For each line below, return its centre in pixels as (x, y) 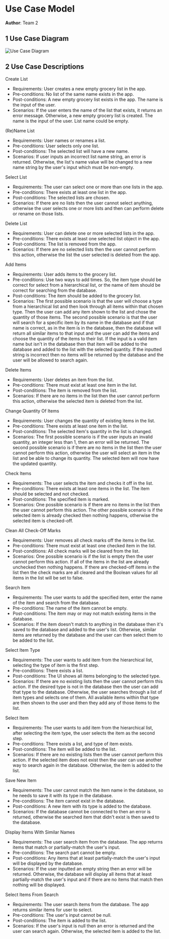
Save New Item (21, 780)
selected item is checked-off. (43, 520)
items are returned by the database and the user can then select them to (88, 635)
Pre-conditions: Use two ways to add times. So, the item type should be (87, 279)
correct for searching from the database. (55, 290)
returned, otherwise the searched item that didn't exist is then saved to (86, 817)
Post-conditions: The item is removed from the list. (65, 390)
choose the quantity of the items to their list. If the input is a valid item (85, 338)
